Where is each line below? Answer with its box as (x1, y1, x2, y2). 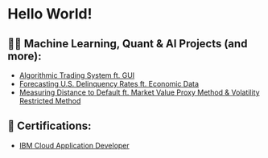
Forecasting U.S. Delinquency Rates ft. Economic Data (19, 79, 199, 88)
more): (7, 49, 42, 63)
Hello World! (7, 5, 93, 23)
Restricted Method (19, 96, 81, 105)
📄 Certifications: (7, 120, 92, 133)
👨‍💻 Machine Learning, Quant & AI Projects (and (7, 37, 248, 51)
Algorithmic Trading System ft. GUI (19, 71, 135, 80)
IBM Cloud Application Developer (19, 140, 130, 150)
